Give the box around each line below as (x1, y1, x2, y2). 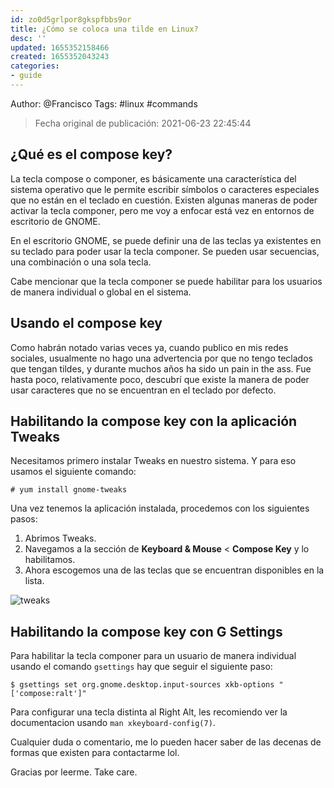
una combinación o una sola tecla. (10, 256, 152, 268)
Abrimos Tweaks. (24, 532, 97, 545)
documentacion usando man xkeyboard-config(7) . (10, 717, 216, 729)
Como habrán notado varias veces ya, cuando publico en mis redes (10, 341, 289, 353)
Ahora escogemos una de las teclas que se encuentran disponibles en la (24, 564, 325, 576)
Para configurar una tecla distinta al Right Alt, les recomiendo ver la (10, 706, 288, 718)
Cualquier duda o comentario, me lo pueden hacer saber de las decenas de (10, 736, 322, 748)
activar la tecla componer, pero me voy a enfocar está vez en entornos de (10, 204, 315, 216)
